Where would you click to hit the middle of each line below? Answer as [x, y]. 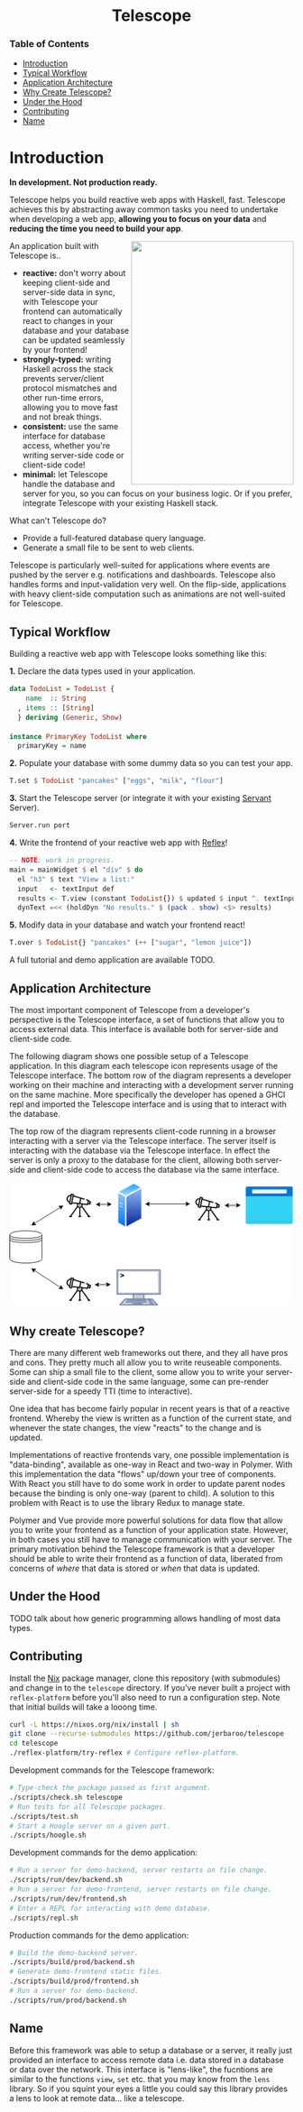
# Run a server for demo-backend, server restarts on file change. [139, 1870]
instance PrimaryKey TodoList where [78, 736]
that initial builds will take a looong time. [83, 1707]
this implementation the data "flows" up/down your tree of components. [143, 1474]
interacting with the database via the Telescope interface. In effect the [140, 1150]
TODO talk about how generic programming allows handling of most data [145, 1618]
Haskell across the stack [68, 369]
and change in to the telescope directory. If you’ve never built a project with [150, 1687]
